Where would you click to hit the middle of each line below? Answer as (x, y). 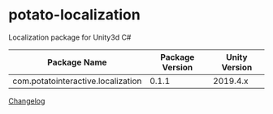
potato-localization (74, 15)
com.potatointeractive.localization (77, 81)
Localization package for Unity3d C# (70, 37)
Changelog (27, 101)
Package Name (77, 62)
